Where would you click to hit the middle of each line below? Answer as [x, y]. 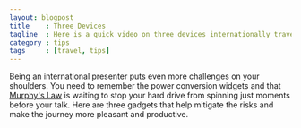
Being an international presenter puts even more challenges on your [134, 76]
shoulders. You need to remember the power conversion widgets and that [145, 86]
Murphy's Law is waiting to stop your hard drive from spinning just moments [150, 96]
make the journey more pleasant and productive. [99, 115]
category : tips [39, 43]
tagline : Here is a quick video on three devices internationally [140, 34]
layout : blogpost [42, 17]
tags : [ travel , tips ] [60, 51]
